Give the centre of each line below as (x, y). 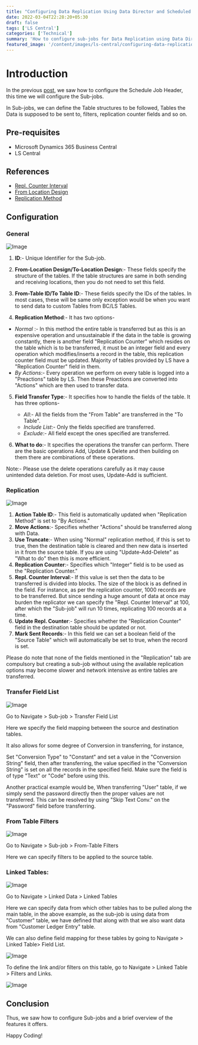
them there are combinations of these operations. (75, 458)
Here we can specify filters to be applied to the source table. (80, 857)
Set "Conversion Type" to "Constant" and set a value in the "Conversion (93, 757)
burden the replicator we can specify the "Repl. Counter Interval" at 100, (102, 602)
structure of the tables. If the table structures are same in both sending (100, 276)
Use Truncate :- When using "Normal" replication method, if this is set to (102, 540)
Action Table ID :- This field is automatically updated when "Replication (100, 515)
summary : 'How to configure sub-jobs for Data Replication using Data (95, 39)
